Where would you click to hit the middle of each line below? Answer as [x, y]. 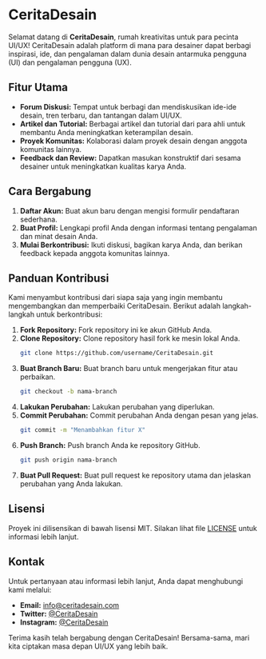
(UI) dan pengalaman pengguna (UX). [70, 62]
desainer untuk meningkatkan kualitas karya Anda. [103, 166]
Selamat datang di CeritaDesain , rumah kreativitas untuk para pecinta [123, 37]
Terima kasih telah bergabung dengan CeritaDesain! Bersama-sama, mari [129, 637]
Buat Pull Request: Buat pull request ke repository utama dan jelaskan [135, 475]
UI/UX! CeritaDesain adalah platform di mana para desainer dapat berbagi [130, 45]
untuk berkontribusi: [69, 314]
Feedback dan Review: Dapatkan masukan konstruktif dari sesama [130, 158]
